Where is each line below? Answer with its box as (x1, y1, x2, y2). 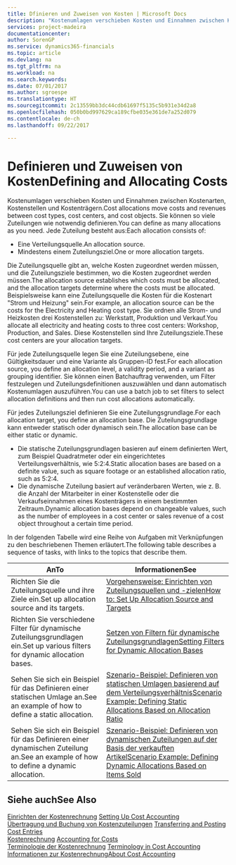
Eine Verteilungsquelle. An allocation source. (17, 240, 145, 249)
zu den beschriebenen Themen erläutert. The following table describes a (7, 541, 216, 549)
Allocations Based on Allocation (106, 706, 211, 716)
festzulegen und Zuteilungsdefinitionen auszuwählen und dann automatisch (7, 380, 227, 388)
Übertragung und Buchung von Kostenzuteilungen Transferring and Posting (7, 820, 226, 828)
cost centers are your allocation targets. (7, 336, 123, 345)
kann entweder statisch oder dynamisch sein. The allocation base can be (7, 424, 218, 432)
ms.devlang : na (7, 56, 52, 63)
